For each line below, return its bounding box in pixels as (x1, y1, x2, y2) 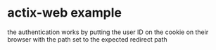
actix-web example (7, 5, 122, 21)
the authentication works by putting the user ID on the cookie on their (7, 28, 209, 36)
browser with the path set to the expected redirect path (7, 35, 167, 43)
